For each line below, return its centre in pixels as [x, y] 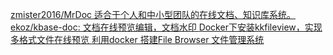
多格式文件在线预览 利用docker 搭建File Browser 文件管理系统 [137, 39]
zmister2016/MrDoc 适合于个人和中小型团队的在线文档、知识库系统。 [153, 14]
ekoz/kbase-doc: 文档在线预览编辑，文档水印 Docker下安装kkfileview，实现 [166, 27]
